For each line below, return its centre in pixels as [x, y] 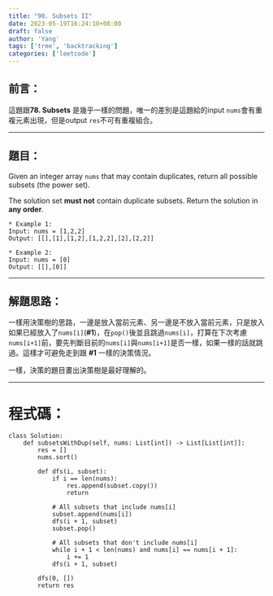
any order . [26, 209]
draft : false [30, 31]
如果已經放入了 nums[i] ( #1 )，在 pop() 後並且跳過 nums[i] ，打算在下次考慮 [128, 333]
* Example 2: [30, 252]
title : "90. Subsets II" [50, 16]
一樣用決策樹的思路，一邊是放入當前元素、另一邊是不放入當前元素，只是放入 [136, 322]
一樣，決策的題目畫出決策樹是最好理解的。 [80, 370]
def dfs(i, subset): [72, 472]
